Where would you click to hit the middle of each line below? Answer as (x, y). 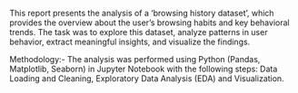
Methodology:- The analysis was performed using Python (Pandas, (135, 59)
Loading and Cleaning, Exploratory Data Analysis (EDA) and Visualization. (147, 79)
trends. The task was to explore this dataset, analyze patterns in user (139, 32)
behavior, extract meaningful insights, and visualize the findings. (130, 42)
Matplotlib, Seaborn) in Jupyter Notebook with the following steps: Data (144, 69)
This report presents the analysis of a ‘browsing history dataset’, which (142, 13)
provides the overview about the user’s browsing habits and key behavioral (149, 23)
